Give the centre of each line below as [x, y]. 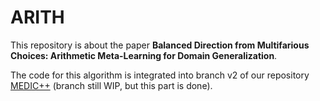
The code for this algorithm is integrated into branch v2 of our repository [160, 75]
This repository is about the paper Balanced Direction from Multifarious [160, 45]
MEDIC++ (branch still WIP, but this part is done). [111, 85]
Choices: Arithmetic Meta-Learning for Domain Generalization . [144, 55]
